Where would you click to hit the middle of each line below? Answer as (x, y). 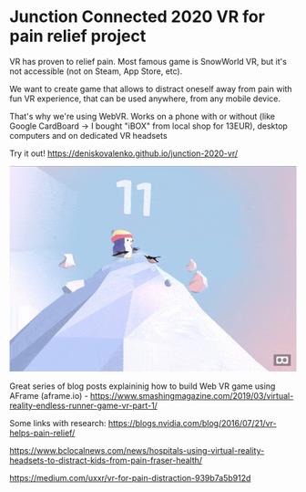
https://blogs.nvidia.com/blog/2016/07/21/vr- (192, 424)
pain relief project (78, 36)
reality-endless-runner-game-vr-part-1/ (83, 406)
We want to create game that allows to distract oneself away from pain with (151, 89)
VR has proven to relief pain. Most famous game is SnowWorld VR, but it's (148, 61)
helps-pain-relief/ (42, 433)
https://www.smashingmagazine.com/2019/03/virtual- (192, 396)
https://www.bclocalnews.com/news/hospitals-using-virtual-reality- (137, 451)
